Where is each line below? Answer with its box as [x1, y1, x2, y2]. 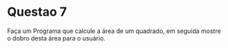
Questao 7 [7, 4, 68, 20]
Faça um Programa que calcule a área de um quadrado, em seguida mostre [7, 27, 222, 35]
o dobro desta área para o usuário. [7, 34, 105, 42]
